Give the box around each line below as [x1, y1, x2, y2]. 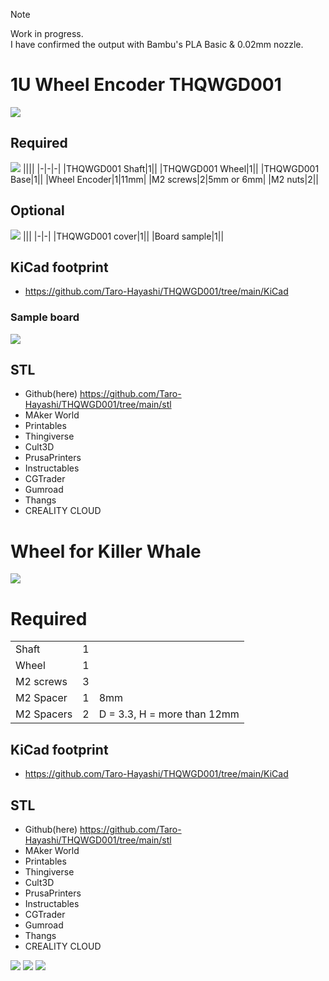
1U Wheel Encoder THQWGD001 [10, 74, 282, 96]
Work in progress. [10, 28, 84, 39]
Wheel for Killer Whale [10, 540, 202, 563]
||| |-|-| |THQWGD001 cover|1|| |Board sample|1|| [22, 230, 225, 242]
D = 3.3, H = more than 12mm [98, 707, 240, 721]
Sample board [10, 310, 80, 324]
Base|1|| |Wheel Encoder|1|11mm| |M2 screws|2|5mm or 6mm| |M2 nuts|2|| [10, 173, 320, 185]
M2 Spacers [15, 707, 73, 721]
